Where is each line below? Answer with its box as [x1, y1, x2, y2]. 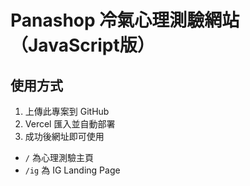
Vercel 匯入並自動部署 [24, 118, 116, 130]
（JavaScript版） [10, 34, 155, 57]
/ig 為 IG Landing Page [24, 164, 121, 176]
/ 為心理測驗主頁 [24, 152, 94, 163]
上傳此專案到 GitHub [24, 106, 110, 117]
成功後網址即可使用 [24, 131, 105, 142]
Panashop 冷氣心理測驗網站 [10, 9, 240, 32]
